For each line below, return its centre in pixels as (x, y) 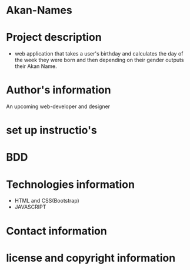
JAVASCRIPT (30, 207)
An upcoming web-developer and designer (58, 106)
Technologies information (71, 184)
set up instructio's (51, 130)
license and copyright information (91, 258)
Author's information (59, 90)
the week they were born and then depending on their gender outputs (99, 60)
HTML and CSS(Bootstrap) (47, 201)
